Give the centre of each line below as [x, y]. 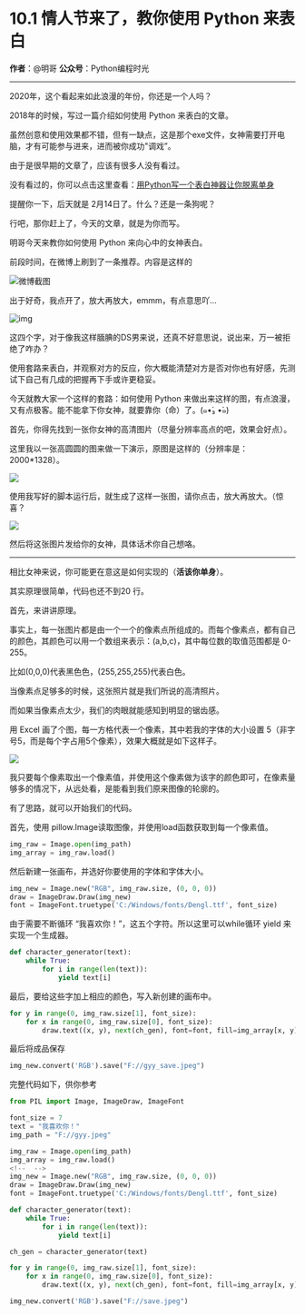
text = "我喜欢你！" [44, 1127]
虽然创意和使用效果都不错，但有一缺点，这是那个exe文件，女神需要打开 [143, 134]
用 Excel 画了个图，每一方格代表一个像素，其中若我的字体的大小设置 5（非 [148, 729]
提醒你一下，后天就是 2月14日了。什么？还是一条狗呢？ [113, 203]
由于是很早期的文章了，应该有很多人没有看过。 [97, 165]
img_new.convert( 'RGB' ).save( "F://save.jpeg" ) [99, 1301]
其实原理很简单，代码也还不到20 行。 [79, 590]
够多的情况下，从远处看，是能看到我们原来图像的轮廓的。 [117, 788]
